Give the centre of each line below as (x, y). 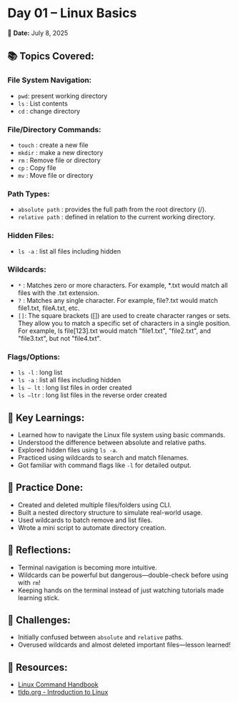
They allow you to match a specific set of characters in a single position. (124, 323)
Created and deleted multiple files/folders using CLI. (94, 504)
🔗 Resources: (38, 667)
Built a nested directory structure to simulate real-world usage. (110, 512)
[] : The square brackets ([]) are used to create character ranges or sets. (124, 315)
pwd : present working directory (63, 96)
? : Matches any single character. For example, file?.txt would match (118, 300)
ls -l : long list (40, 372)
